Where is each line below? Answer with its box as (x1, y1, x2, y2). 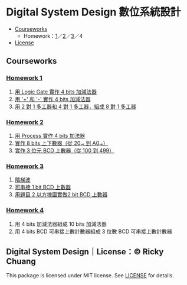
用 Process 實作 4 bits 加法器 (14, 132, 86, 139)
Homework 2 (6, 118, 44, 126)
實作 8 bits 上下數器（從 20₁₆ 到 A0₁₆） (14, 140, 109, 147)
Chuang (6, 256, 37, 266)
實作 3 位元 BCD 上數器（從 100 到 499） (14, 147, 115, 154)
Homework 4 (6, 206, 44, 215)
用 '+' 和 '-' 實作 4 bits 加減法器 (14, 95, 91, 102)
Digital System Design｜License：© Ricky (6, 247, 164, 257)
